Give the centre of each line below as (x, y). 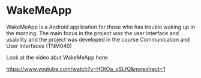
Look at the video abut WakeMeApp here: (58, 57)
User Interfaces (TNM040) (39, 46)
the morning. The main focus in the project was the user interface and (93, 33)
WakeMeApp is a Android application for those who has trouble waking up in (100, 27)
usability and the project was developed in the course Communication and (98, 39)
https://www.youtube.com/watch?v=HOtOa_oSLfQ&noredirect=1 (86, 68)
